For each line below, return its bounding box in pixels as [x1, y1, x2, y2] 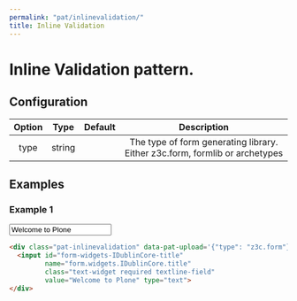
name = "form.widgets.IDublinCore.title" [44, 259, 192, 268]
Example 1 [9, 203, 54, 215]
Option [13, 120, 43, 133]
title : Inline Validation [9, 21, 104, 30]
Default [83, 120, 117, 133]
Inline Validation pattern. [9, 59, 194, 80]
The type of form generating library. [129, 135, 278, 148]
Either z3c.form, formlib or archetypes [124, 147, 284, 159]
